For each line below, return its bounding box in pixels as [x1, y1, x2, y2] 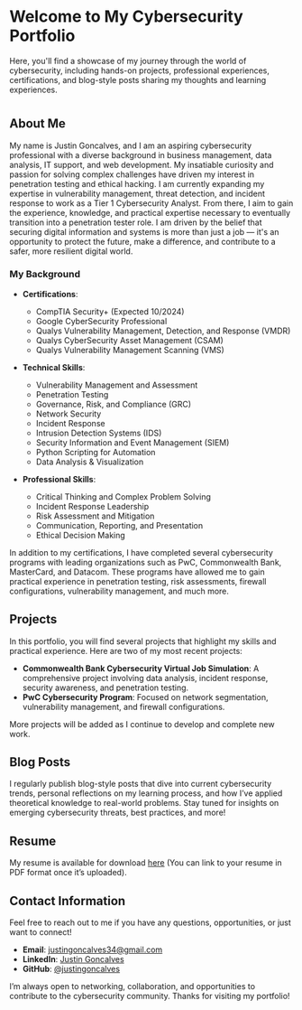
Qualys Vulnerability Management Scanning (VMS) [35, 344, 225, 355]
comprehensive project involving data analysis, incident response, [22, 672, 269, 683]
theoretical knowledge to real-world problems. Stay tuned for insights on [9, 798, 279, 809]
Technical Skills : [22, 361, 86, 372]
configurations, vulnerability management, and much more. [9, 585, 230, 596]
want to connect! [9, 927, 72, 938]
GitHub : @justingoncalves [22, 964, 120, 975]
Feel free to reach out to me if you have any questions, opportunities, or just [9, 917, 291, 928]
